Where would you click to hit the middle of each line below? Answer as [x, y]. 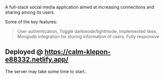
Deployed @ [24, 52]
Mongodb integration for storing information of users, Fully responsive [88, 37]
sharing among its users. [30, 12]
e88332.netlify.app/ [37, 60]
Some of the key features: [31, 22]
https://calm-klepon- [78, 52]
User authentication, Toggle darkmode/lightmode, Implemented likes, [87, 31]
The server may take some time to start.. [46, 71]
